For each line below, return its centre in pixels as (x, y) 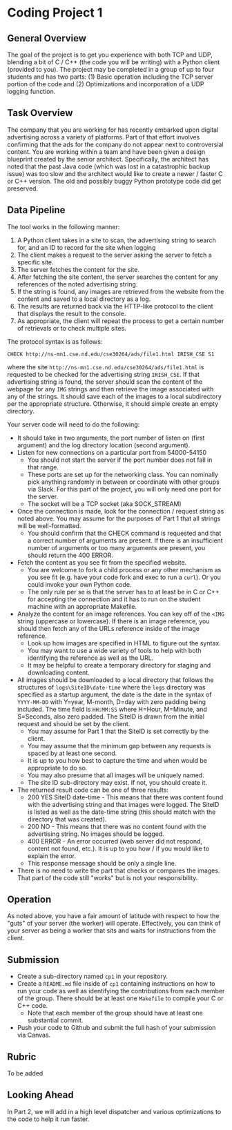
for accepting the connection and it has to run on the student (114, 599)
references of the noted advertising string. (77, 284)
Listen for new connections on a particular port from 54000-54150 (112, 452)
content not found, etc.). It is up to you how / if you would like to (118, 848)
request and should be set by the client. (74, 723)
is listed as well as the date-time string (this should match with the (122, 812)
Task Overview (40, 113)
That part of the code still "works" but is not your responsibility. (107, 877)
